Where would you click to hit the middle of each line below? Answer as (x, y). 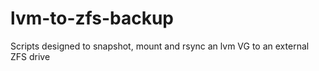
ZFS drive (30, 56)
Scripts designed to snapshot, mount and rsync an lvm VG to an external (160, 46)
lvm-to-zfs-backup (92, 18)
